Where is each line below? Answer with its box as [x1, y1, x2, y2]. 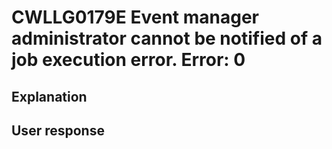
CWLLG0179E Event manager [11, 6, 259, 29]
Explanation [11, 88, 88, 105]
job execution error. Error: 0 [11, 49, 246, 71]
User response [11, 122, 105, 139]
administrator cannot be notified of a [11, 27, 323, 50]
